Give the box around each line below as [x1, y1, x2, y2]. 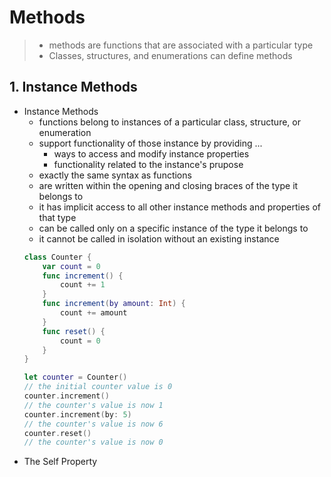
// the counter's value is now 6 [23, 419, 164, 429]
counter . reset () [23, 428, 92, 438]
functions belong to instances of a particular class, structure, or [38, 116, 301, 128]
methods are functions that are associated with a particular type [48, 39, 314, 51]
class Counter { [23, 252, 92, 262]
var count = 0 [42, 261, 101, 271]
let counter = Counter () [23, 372, 128, 383]
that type [38, 211, 77, 223]
